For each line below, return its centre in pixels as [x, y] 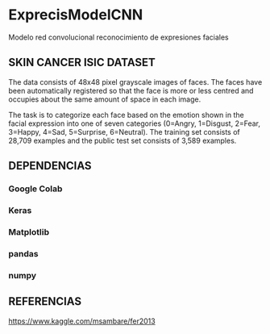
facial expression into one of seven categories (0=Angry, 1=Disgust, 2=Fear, [134, 123]
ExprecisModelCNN [76, 15]
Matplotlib [29, 232]
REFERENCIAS [45, 301]
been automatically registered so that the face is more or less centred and [131, 90]
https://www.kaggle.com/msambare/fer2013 [82, 321]
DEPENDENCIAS [50, 166]
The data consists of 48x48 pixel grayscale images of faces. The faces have [135, 81]
